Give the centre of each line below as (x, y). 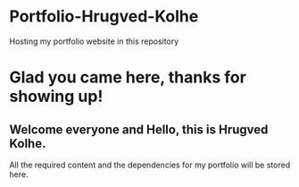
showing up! (56, 97)
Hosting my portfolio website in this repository (94, 41)
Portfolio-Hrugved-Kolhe (104, 17)
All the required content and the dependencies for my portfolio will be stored (150, 165)
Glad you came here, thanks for (128, 77)
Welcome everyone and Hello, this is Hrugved (139, 129)
